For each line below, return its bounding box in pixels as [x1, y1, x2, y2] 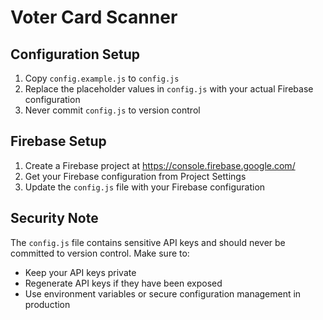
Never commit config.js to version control [24, 104, 201, 116]
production [24, 298, 71, 310]
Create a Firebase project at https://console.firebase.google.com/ [24, 159, 296, 171]
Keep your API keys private [24, 266, 137, 278]
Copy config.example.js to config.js [24, 72, 180, 84]
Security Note [10, 210, 99, 227]
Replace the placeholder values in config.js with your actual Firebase [24, 83, 314, 95]
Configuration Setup [10, 46, 141, 63]
